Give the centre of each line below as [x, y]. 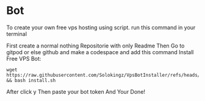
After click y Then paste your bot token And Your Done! [76, 91]
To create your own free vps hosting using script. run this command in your [101, 27]
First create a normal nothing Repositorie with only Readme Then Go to [95, 46]
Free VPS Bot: [24, 58]
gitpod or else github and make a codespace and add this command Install [100, 52]
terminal [17, 33]
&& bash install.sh [31, 80]
